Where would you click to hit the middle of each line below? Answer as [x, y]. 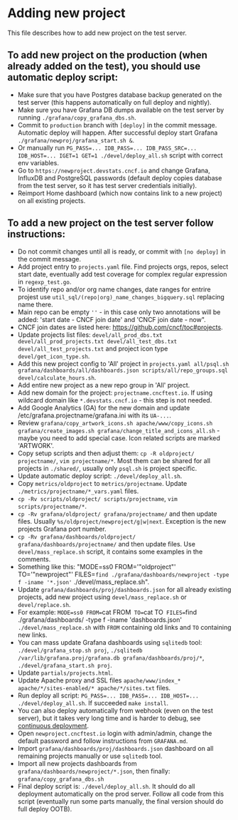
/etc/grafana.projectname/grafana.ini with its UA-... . [94, 415]
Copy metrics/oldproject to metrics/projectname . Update [102, 483]
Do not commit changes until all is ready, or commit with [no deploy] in [121, 251]
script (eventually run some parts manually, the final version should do [120, 801]
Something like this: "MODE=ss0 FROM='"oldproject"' [97, 566]
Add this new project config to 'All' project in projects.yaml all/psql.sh [123, 363]
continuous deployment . [53, 725]
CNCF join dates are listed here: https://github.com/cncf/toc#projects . [120, 327]
